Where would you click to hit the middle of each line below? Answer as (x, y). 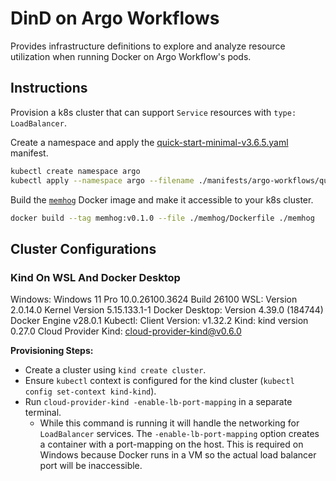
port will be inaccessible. (91, 466)
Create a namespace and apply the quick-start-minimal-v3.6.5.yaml (149, 142)
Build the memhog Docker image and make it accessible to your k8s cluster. (162, 199)
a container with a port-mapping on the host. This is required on (171, 444)
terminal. (43, 413)
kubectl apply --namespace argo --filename (102, 180)
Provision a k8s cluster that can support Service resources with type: (153, 112)
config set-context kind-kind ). (90, 391)
